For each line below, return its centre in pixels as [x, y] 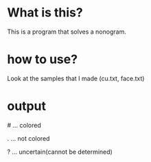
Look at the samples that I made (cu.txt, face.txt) [76, 78]
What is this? [45, 13]
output [27, 106]
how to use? [42, 59]
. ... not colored [28, 138]
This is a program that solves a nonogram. [67, 32]
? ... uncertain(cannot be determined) [60, 152]
